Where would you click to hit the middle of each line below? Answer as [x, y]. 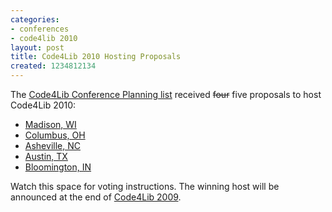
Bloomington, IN [58, 167]
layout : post [37, 47]
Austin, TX [46, 156]
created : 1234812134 [53, 66]
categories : [35, 19]
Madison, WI [50, 124]
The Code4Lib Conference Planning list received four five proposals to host [166, 94]
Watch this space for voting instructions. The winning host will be [145, 186]
